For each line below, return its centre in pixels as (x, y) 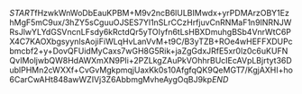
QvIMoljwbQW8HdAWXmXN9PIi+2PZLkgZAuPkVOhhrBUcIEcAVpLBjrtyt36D (151, 60)
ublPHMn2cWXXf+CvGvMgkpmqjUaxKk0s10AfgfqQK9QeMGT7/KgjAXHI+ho (151, 70)
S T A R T (22, 13)
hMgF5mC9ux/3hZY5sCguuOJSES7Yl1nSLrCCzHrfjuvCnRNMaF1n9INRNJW (151, 22)
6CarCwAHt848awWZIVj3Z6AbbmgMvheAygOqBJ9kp (111, 79)
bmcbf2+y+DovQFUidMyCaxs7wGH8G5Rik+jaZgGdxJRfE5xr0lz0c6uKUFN (149, 51)
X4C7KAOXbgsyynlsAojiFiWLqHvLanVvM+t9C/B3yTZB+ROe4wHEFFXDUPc (151, 41)
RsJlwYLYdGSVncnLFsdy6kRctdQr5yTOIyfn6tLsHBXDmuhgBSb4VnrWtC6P (150, 32)
